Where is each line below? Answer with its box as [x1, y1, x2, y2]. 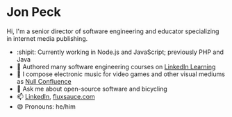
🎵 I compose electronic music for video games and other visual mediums [16, 70, 225, 78]
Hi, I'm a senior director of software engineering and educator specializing [6, 27, 219, 35]
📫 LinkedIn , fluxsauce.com [16, 92, 95, 100]
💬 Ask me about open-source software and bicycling [16, 84, 167, 93]
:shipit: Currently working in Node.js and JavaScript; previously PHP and [16, 48, 224, 56]
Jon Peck [6, 4, 61, 20]
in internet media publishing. [6, 34, 88, 42]
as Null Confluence [16, 77, 72, 85]
